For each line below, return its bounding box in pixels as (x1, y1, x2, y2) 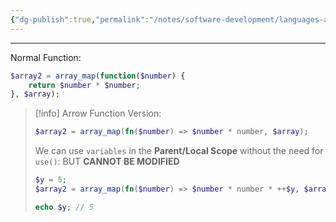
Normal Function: (10, 51, 82, 63)
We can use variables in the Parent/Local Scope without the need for (34, 145, 324, 157)
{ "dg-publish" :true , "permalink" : (10, 14, 150, 25)
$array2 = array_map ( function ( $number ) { (10, 71, 186, 81)
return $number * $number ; (28, 80, 141, 90)
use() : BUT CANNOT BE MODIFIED (34, 156, 180, 168)
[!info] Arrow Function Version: (34, 107, 162, 120)
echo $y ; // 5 (34, 202, 94, 212)
